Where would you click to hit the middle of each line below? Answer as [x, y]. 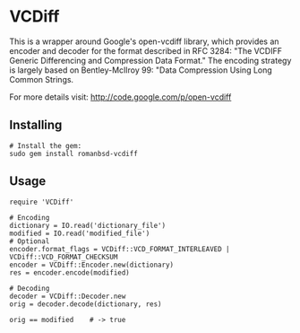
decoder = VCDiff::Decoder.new [68, 296]
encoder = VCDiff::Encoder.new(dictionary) [92, 265]
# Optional [30, 241]
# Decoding [30, 288]
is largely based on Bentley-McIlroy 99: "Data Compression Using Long [141, 70]
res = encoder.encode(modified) [69, 272]
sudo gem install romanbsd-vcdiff [74, 153]
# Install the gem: [46, 145]
